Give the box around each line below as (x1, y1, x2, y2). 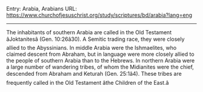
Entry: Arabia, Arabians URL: (6, 5, 77, 12)
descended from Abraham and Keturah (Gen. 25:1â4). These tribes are (6, 70, 182, 77)
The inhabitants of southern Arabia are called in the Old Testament (6, 29, 172, 35)
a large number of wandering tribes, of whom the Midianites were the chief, (6, 63, 195, 70)
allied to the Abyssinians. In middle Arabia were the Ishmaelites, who (6, 44, 177, 51)
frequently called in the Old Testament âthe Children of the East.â (6, 79, 169, 86)
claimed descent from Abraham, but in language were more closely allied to (6, 51, 195, 58)
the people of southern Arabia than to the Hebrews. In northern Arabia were (6, 57, 195, 64)
